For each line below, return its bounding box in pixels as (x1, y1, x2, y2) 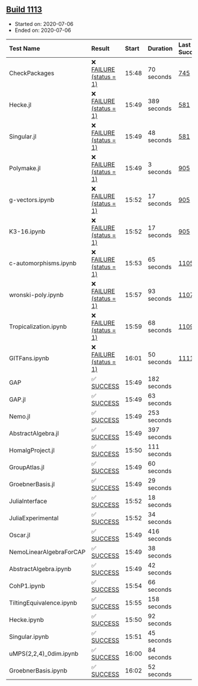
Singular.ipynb (9, 632, 49, 641)
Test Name (9, 44, 40, 52)
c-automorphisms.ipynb (9, 259, 77, 267)
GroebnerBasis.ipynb (9, 666, 68, 674)
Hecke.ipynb (9, 615, 44, 624)
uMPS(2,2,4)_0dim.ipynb (9, 649, 78, 658)
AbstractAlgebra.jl (9, 429, 59, 437)
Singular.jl (9, 132, 37, 140)
